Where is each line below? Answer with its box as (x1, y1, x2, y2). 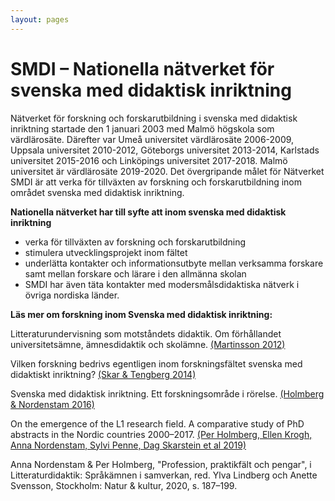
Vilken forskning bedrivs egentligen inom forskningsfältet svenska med (10, 357, 303, 370)
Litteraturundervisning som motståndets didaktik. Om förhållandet (10, 327, 282, 340)
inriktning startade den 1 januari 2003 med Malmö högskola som (10, 122, 275, 135)
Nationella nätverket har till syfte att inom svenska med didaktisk (10, 206, 287, 218)
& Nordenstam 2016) (10, 398, 95, 410)
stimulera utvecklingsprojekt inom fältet (24, 246, 188, 258)
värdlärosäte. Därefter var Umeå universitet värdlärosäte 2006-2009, (10, 133, 295, 145)
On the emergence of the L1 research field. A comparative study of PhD (10, 417, 305, 430)
